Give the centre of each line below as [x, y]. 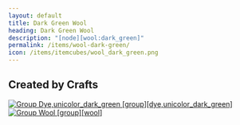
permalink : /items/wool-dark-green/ [69, 45]
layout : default [35, 16]
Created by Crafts [53, 85]
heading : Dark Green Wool [51, 30]
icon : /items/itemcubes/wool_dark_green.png [83, 53]
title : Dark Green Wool [48, 23]
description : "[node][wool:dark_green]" [77, 38]
